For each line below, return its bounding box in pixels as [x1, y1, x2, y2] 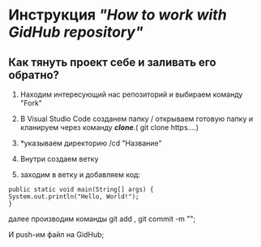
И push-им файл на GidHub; [8, 230, 105, 239]
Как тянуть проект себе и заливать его [8, 55, 216, 69]
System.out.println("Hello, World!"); [8, 193, 139, 201]
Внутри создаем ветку [19, 154, 99, 163]
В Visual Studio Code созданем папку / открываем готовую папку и [19, 114, 254, 123]
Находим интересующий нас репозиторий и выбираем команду [19, 89, 243, 99]
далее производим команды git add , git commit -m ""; [8, 214, 196, 223]
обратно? [8, 67, 59, 82]
